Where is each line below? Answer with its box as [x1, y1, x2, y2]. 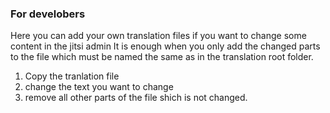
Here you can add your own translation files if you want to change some [10, 30, 307, 42]
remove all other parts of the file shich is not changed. [24, 92, 248, 104]
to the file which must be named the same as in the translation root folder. [10, 51, 314, 63]
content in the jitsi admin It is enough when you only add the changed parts [10, 40, 321, 52]
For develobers [10, 7, 86, 21]
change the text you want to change [24, 81, 174, 93]
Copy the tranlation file [24, 70, 120, 82]
